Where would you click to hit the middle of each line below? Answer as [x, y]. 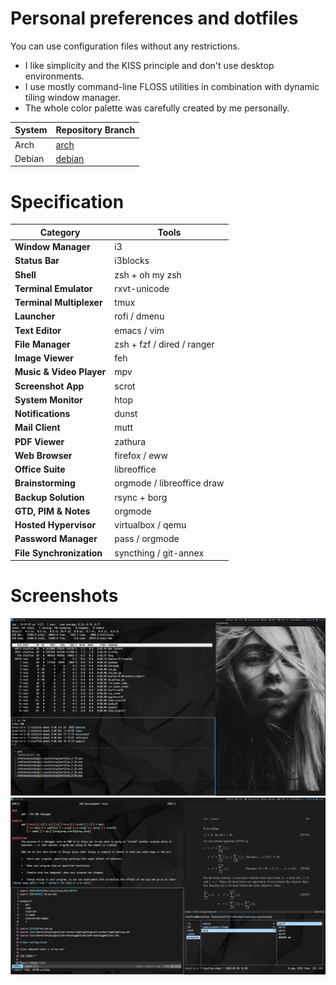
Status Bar [37, 261]
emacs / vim [139, 330]
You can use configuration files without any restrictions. [125, 46]
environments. [54, 76]
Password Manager [56, 539]
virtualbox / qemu [150, 525]
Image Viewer [44, 358]
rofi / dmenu [139, 316]
